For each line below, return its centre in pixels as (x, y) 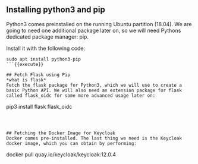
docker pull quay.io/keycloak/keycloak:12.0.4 (61, 154)
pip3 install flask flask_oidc (39, 106)
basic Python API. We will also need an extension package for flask (94, 90)
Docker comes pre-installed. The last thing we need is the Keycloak (94, 138)
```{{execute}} (25, 64)
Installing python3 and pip (56, 10)
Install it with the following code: (46, 48)
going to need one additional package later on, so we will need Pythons (94, 30)
